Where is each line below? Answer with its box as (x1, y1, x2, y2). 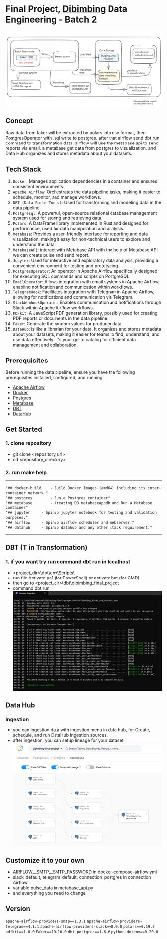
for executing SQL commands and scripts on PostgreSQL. (12, 273, 131, 279)
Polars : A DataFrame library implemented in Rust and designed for (12, 220, 149, 226)
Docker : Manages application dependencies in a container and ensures (12, 178, 158, 184)
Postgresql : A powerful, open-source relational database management (12, 210, 157, 216)
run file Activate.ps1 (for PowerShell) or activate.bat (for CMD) (12, 575, 140, 580)
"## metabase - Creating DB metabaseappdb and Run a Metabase (5, 500, 153, 505)
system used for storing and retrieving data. (12, 215, 103, 221)
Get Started (5, 425, 42, 433)
